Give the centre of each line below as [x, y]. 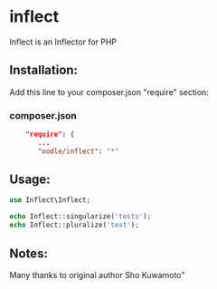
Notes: [28, 253]
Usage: [30, 180]
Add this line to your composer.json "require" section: [109, 92]
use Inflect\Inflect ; [50, 200]
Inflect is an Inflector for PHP [63, 42]
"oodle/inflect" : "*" [78, 151]
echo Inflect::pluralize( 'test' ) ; [75, 225]
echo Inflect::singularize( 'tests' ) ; [80, 217]
